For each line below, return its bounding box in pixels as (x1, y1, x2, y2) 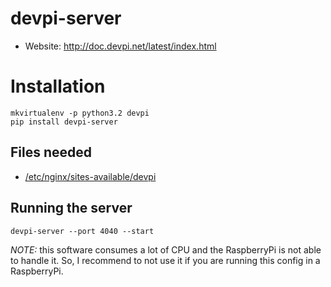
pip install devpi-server (10, 117, 118, 127)
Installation (10, 75, 106, 98)
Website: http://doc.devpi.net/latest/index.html (24, 40, 217, 52)
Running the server (10, 200, 133, 217)
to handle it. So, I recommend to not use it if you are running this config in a (10, 254, 321, 266)
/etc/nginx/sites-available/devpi (24, 170, 157, 182)
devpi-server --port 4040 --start (10, 226, 155, 236)
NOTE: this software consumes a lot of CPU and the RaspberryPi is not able (10, 243, 322, 256)
